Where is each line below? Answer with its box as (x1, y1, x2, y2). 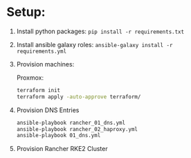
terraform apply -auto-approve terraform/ (16, 93, 141, 100)
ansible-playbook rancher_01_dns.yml (16, 119, 126, 126)
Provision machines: (16, 60, 75, 68)
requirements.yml (16, 48, 67, 55)
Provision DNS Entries (16, 105, 80, 114)
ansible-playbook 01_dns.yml (16, 132, 101, 139)
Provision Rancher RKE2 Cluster (16, 145, 108, 153)
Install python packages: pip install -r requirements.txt (16, 27, 185, 35)
